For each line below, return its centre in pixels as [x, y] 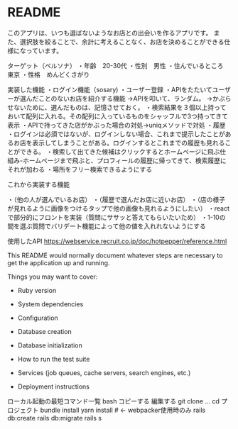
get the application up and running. [59, 262]
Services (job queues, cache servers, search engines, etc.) [104, 372]
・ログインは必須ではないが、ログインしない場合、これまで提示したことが [116, 134]
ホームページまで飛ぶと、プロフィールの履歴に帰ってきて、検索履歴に [125, 160]
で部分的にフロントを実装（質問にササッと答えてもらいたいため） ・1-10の [117, 217]
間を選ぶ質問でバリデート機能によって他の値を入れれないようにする [107, 226]
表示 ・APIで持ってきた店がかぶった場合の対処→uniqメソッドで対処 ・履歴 [117, 125]
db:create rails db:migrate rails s [54, 418]
